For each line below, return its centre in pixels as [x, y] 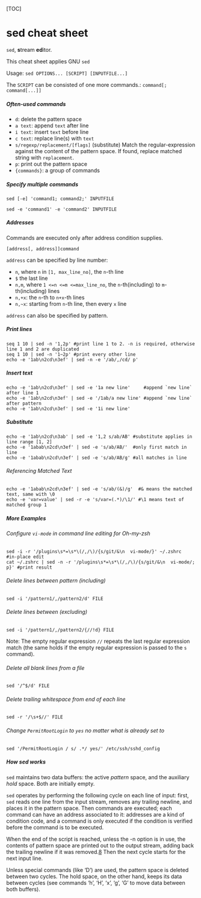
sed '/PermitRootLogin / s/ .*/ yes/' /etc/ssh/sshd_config [83, 748]
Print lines [19, 329]
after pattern [24, 403]
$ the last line [31, 278]
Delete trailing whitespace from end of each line [66, 699]
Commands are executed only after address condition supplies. [85, 238]
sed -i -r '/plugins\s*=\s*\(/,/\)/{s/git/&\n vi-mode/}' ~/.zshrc [94, 551]
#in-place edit [25, 557]
